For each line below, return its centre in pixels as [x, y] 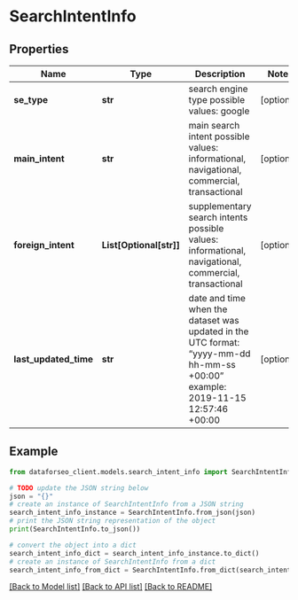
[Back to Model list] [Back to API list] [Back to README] [111, 587]
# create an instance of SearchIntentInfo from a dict [113, 561]
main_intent [39, 159]
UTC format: [214, 343]
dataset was [214, 320]
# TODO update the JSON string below [79, 488]
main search [214, 125]
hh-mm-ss [212, 365]
